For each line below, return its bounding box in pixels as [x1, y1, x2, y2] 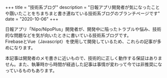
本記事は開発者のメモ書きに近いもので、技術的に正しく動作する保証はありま [5, 55, 163, 61]
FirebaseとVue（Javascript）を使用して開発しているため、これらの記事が [5, 39, 157, 44]
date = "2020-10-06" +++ [5, 16, 59, 22]
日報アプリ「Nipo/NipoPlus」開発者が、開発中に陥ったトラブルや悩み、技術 [5, 26, 162, 32]
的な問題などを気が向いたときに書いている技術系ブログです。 [5, 33, 132, 38]
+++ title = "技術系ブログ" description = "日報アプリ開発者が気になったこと [5, 4, 160, 10]
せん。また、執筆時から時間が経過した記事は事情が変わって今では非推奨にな [5, 61, 163, 67]
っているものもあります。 [5, 68, 57, 73]
